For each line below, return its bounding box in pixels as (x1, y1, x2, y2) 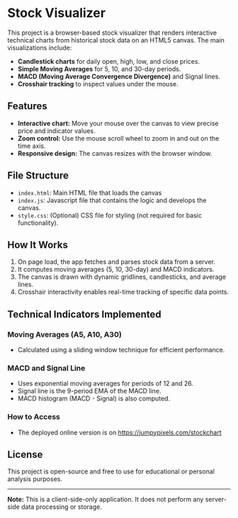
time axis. (17, 142, 46, 150)
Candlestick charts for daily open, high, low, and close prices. (17, 57, 200, 65)
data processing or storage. (21, 502, 103, 511)
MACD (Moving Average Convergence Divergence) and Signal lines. (17, 72, 221, 81)
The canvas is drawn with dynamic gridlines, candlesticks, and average (17, 272, 227, 281)
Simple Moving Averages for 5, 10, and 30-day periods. (17, 64, 181, 73)
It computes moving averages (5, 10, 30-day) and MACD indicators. (17, 265, 215, 274)
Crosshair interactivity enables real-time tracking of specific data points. (17, 288, 229, 297)
